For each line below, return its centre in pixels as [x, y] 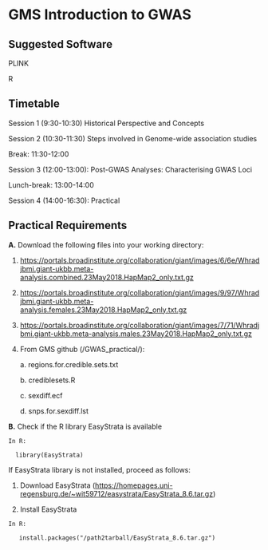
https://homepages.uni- [134, 485]
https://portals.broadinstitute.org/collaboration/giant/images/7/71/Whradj [140, 325]
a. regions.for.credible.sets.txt [69, 364]
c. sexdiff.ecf [41, 395]
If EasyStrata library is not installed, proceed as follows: [100, 469]
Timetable [34, 104]
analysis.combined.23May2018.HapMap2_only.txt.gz [106, 277]
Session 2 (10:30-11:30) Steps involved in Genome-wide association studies [133, 138]
